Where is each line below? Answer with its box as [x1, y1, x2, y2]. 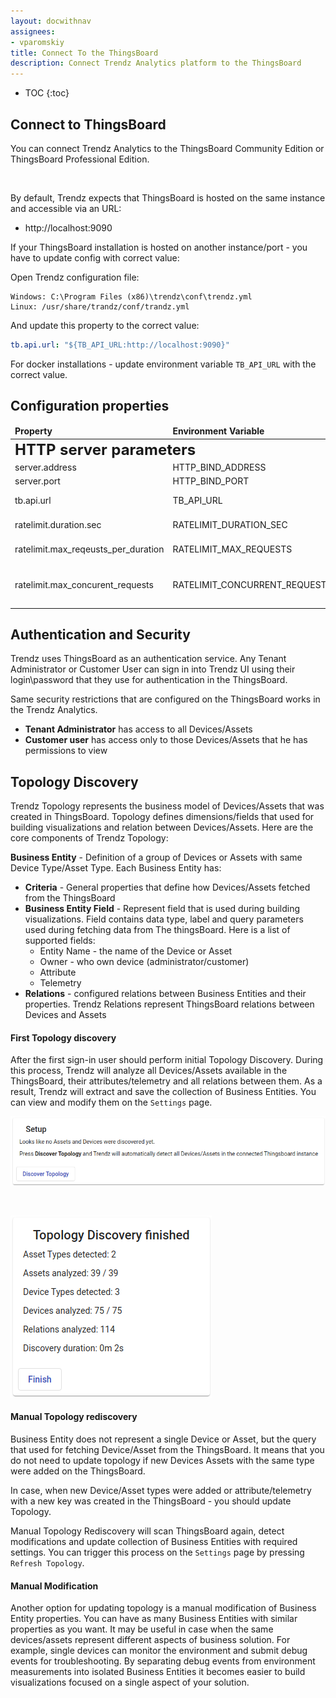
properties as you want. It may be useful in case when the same [10, 1623, 274, 1635]
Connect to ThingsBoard [10, 116, 167, 133]
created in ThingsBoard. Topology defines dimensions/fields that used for [10, 811, 315, 823]
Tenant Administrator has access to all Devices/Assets [24, 723, 253, 735]
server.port [14, 475, 61, 487]
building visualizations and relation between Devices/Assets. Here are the [10, 821, 314, 834]
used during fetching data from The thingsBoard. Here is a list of [24, 924, 291, 936]
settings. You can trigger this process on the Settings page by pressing [10, 1546, 305, 1559]
